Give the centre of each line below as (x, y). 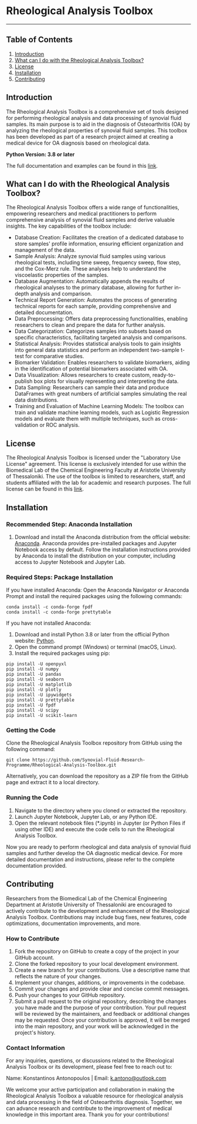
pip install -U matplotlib (39, 685)
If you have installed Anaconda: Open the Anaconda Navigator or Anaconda (98, 590)
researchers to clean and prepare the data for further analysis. (90, 325)
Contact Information (36, 1048)
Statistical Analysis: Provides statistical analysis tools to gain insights (98, 344)
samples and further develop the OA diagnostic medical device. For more (94, 853)
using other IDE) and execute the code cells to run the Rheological (94, 829)
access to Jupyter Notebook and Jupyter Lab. (70, 562)
